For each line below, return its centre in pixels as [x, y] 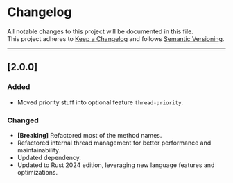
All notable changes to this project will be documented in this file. [101, 31]
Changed [23, 120]
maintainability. [39, 150]
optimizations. [37, 172]
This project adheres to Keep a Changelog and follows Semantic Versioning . [116, 38]
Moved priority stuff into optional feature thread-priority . [100, 102]
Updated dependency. [49, 157]
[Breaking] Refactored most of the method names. [89, 135]
